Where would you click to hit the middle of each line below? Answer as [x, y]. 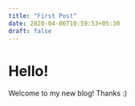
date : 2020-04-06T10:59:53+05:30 [64, 23]
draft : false [30, 31]
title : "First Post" [43, 16]
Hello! [29, 71]
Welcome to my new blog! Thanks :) [68, 93]
